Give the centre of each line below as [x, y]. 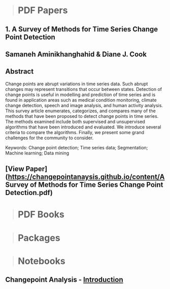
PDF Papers [43, 10]
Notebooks [41, 261]
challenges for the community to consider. [49, 138]
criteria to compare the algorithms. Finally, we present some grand [75, 132]
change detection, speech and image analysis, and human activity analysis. [84, 105]
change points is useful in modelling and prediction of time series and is [80, 94]
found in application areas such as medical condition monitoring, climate [81, 100]
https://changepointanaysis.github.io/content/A [86, 177]
